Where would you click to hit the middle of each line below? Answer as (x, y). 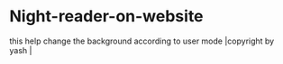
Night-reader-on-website (107, 16)
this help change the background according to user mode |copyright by (142, 41)
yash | (21, 50)
